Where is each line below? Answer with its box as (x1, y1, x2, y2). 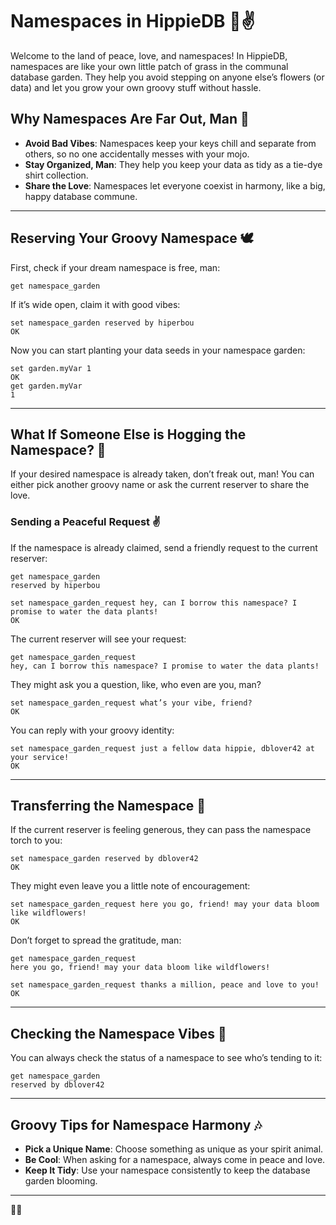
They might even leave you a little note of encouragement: (10, 880, 251, 892)
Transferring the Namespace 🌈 (10, 798, 207, 815)
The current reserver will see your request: (10, 633, 187, 645)
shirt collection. (24, 169, 89, 181)
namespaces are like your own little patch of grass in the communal (10, 60, 289, 72)
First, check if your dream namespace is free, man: (10, 261, 221, 273)
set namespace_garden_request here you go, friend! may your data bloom (10, 899, 320, 910)
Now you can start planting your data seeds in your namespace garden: (10, 344, 306, 356)
